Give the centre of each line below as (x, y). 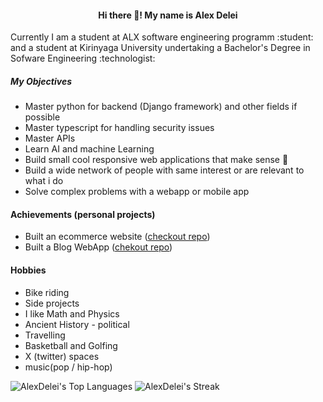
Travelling (45, 335)
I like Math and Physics (72, 313)
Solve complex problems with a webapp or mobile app (137, 192)
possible (42, 117)
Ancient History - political (77, 324)
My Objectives (41, 81)
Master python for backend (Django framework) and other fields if (161, 107)
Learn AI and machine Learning (89, 149)
